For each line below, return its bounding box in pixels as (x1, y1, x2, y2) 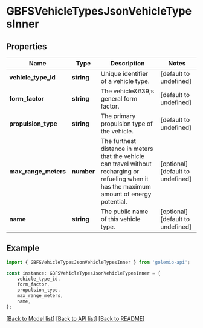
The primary (100, 112, 136, 120)
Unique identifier (100, 70, 148, 78)
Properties (6, 41, 47, 52)
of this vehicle (100, 215, 141, 223)
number (71, 167, 95, 175)
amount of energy (100, 190, 152, 198)
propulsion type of (100, 119, 153, 128)
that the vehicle (100, 152, 145, 160)
